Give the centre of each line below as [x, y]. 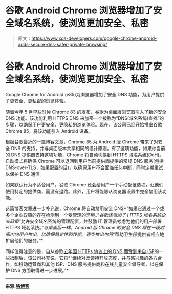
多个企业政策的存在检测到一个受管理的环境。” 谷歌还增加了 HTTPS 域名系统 [83, 215]
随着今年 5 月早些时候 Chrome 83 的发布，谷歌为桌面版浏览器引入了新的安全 [86, 112]
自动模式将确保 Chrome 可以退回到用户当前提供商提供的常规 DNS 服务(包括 [84, 161]
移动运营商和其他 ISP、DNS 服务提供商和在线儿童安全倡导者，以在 [89, 264]
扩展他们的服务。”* [24, 240]
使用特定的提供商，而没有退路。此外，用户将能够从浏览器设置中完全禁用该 [84, 191]
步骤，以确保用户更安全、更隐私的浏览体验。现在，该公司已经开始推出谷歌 [84, 124]
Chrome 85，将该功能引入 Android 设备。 [49, 131]
